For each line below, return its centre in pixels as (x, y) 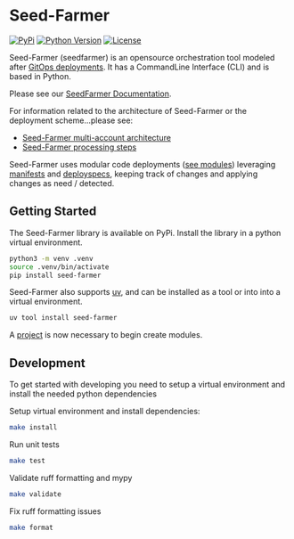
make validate (36, 494)
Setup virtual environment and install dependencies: (105, 412)
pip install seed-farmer (55, 275)
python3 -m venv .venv (51, 258)
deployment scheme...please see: (71, 120)
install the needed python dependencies (83, 394)
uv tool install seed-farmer (63, 318)
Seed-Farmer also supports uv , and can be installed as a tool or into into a (145, 292)
